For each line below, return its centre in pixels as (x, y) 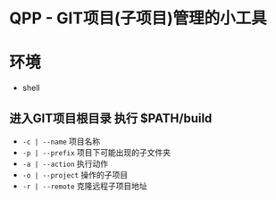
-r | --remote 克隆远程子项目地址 (84, 186)
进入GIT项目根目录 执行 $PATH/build (111, 118)
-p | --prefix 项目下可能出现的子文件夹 (96, 152)
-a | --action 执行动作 (65, 163)
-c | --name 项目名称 (61, 141)
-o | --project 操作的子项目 (75, 174)
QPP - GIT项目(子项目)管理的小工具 (138, 18)
